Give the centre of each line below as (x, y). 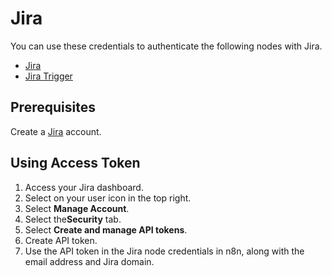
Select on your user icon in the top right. (108, 198)
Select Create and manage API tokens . (106, 229)
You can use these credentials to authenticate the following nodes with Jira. (166, 46)
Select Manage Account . (77, 208)
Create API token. (61, 240)
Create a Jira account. (56, 131)
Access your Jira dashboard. (84, 187)
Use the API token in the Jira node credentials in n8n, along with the (164, 251)
